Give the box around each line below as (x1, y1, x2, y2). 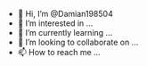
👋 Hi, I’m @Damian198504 (17, 9, 113, 19)
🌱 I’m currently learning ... (17, 28, 113, 37)
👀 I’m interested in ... (17, 18, 94, 29)
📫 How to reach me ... (17, 47, 101, 57)
